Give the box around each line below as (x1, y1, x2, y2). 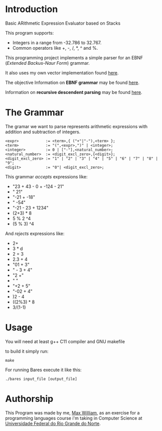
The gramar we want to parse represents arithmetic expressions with (5, 123, 148, 129)
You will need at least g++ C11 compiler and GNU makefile (5, 338, 125, 345)
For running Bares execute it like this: (5, 367, 82, 373)
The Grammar (5, 107, 64, 119)
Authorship (5, 393, 54, 404)
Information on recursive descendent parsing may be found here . (5, 89, 142, 95)
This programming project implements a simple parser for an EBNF (5, 54, 143, 61)
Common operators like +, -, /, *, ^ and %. (12, 45, 98, 51)
